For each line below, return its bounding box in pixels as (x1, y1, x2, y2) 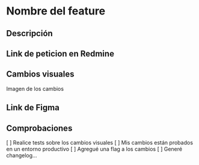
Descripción (6, 28, 53, 39)
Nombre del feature (6, 4, 106, 18)
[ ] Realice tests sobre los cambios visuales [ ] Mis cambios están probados (6, 139, 194, 146)
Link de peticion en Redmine (6, 48, 114, 58)
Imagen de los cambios (6, 85, 64, 92)
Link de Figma (6, 102, 60, 113)
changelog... (6, 152, 37, 159)
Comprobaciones (6, 123, 73, 133)
